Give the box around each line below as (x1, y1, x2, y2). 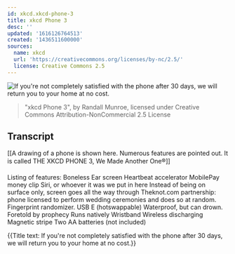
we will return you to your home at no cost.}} (7, 239, 137, 248)
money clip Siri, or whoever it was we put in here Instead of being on (7, 180, 206, 189)
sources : (7, 43, 33, 50)
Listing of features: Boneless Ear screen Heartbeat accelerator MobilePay (7, 173, 220, 182)
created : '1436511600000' (7, 36, 83, 44)
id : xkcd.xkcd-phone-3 (7, 10, 74, 18)
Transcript (7, 131, 54, 142)
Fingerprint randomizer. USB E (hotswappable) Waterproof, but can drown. (7, 203, 223, 211)
